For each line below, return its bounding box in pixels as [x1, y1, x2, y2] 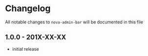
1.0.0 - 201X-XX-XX [5, 33, 66, 41]
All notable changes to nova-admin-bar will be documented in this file [5, 19, 143, 25]
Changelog [5, 3, 51, 14]
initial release [12, 46, 39, 52]
